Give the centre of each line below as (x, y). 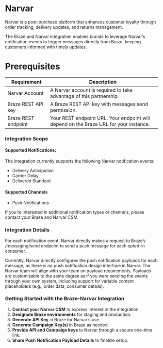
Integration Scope (27, 139)
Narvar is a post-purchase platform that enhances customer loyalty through (81, 22)
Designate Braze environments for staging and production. (72, 314)
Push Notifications (31, 203)
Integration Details (27, 230)
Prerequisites (33, 67)
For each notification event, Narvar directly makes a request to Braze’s (75, 241)
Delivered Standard (31, 181)
